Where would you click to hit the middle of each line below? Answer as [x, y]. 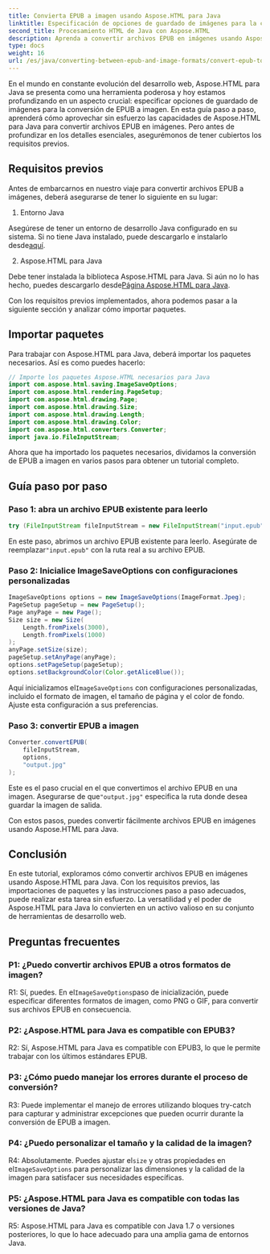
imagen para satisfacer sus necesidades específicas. [96, 1177]
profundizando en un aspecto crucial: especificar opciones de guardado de [133, 101]
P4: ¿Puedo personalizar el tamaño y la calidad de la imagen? [130, 1143]
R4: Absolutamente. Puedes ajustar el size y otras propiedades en [117, 1160]
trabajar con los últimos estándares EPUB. [78, 1057]
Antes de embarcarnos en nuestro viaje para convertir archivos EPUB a [126, 188]
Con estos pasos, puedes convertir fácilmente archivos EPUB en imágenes [132, 820]
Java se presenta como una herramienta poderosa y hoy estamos [117, 92]
